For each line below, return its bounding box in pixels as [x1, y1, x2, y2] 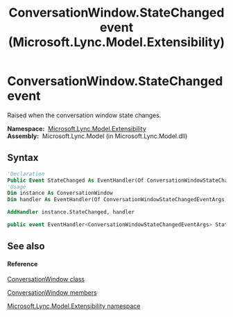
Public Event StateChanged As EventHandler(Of [7, 177, 144, 184]
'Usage [7, 183, 26, 190]
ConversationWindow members [7, 289, 97, 297]
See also [7, 241, 45, 252]
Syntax [7, 152, 39, 164]
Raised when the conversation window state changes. [7, 111, 162, 119]
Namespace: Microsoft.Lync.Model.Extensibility [7, 124, 147, 132]
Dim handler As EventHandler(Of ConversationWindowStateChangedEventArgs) [7, 196, 228, 203]
